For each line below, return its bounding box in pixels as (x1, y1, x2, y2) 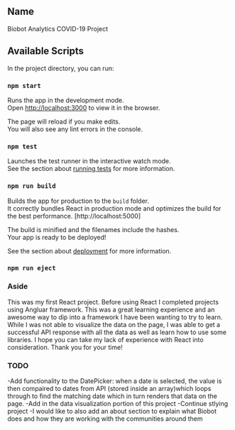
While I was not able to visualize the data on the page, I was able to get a (7, 320, 221, 329)
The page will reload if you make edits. (7, 117, 121, 126)
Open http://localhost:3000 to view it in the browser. (7, 103, 160, 112)
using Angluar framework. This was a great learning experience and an (7, 305, 215, 314)
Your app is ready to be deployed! (7, 233, 106, 241)
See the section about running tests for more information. (7, 165, 175, 173)
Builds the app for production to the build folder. (7, 197, 150, 205)
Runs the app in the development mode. (7, 96, 124, 104)
